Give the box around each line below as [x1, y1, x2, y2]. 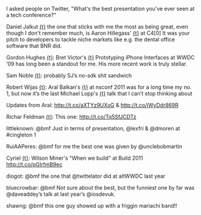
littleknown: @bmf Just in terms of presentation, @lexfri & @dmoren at [6, 125, 181, 132]
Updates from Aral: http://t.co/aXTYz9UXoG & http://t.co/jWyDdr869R [6, 101, 179, 109]
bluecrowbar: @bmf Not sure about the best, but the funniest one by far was [6, 184, 195, 191]
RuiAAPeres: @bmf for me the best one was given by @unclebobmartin [6, 143, 182, 150]
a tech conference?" [6, 11, 57, 19]
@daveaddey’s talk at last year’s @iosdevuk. [6, 190, 115, 198]
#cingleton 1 [6, 132, 36, 138]
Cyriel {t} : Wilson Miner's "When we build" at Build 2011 [6, 154, 144, 162]
